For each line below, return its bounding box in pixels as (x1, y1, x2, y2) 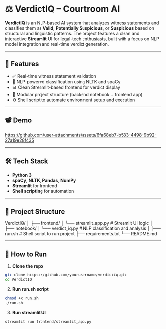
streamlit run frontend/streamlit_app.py (5, 319, 92, 324)
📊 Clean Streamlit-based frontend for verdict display (12, 84, 120, 90)
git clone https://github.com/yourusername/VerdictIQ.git (5, 273, 127, 277)
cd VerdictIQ (5, 277, 32, 282)
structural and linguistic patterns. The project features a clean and (5, 30, 140, 36)
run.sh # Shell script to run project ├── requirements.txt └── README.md (5, 231, 157, 237)
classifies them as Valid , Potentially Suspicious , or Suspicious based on (5, 25, 155, 31)
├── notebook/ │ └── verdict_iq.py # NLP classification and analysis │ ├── (5, 225, 161, 231)
